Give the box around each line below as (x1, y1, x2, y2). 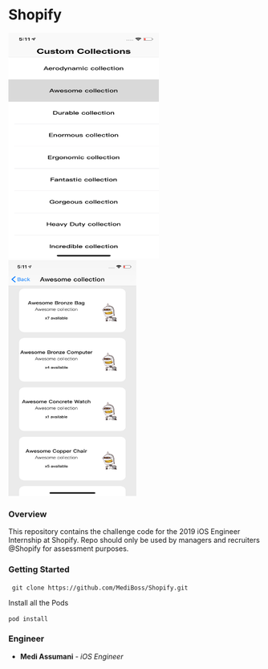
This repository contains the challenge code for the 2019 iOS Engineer (8, 527, 241, 536)
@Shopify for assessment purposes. (8, 544, 129, 553)
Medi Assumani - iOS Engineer (19, 651, 124, 661)
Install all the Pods (8, 598, 69, 607)
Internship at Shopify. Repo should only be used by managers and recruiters (8, 536, 261, 545)
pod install (8, 614, 48, 623)
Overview (8, 508, 47, 520)
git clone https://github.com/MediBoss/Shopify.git (11, 584, 189, 592)
